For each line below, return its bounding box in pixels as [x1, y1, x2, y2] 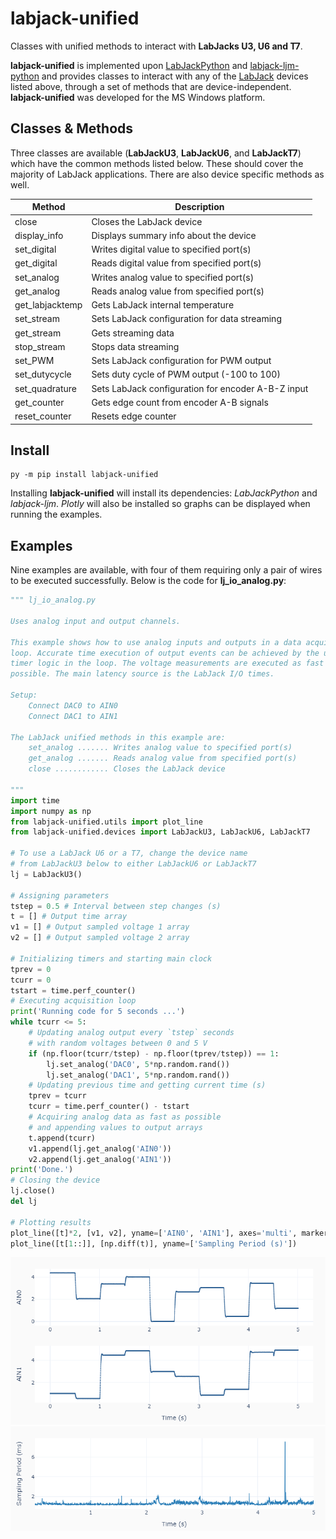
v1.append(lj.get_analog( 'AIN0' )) [28, 1143, 172, 1154]
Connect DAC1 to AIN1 [28, 711, 118, 721]
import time [10, 795, 60, 806]
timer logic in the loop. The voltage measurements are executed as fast [10, 658, 325, 669]
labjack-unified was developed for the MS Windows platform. [10, 91, 266, 103]
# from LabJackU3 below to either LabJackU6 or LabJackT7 [10, 859, 257, 869]
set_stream [14, 313, 60, 325]
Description [174, 201, 225, 213]
